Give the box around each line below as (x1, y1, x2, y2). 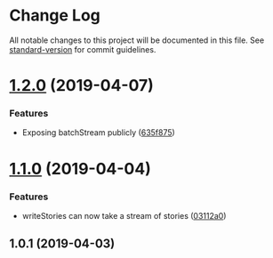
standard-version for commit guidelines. (9, 44, 157, 54)
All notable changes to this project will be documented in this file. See (9, 35, 265, 45)
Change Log (9, 5, 100, 26)
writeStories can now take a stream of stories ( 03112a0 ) (21, 210, 227, 221)
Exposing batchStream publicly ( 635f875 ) (21, 127, 175, 138)
